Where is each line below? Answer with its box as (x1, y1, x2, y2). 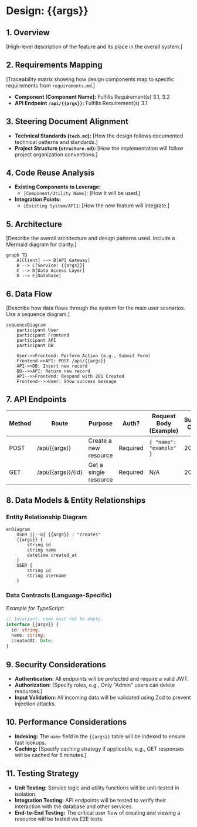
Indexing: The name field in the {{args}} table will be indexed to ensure (14, 732, 186, 739)
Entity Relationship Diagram (6, 513, 87, 521)
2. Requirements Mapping (6, 60, 103, 70)
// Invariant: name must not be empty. (6, 616, 104, 622)
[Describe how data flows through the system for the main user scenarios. (6, 304, 186, 312)
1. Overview (6, 28, 50, 38)
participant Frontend (16, 332, 69, 338)
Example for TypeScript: (6, 604, 64, 611)
